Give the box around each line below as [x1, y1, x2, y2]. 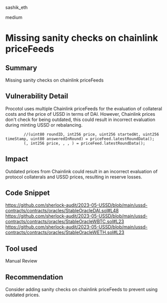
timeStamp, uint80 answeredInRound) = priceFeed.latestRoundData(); [5, 136, 155, 142]
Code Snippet [5, 189, 50, 197]
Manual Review [5, 258, 37, 264]
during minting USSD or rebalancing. [5, 122, 83, 128]
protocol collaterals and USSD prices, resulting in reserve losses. [5, 174, 142, 180]
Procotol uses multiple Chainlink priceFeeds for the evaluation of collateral [5, 105, 162, 112]
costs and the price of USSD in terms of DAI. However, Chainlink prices [5, 111, 155, 117]
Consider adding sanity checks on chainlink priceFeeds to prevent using [5, 287, 158, 293]
